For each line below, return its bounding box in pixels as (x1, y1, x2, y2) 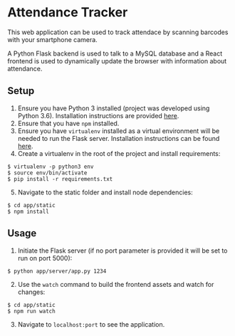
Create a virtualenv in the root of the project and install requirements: (17, 149, 221, 157)
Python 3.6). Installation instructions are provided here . (17, 111, 179, 120)
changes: (17, 288, 46, 296)
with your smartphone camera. (7, 35, 98, 43)
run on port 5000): (17, 253, 73, 262)
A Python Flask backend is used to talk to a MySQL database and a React (7, 49, 223, 58)
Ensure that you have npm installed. (17, 119, 120, 127)
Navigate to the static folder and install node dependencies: (17, 188, 194, 196)
